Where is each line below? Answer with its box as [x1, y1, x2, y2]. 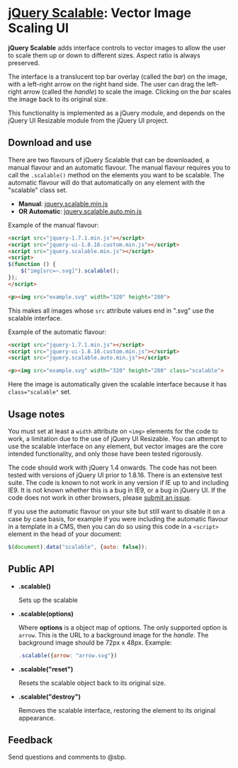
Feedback [8, 734, 53, 746]
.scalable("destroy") [18, 692, 81, 701]
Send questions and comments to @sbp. [8, 753, 127, 762]
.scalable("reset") [18, 664, 74, 673]
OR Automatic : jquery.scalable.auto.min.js [18, 207, 142, 216]
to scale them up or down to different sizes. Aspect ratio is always [8, 51, 200, 60]
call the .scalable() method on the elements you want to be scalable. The [8, 170, 225, 179]
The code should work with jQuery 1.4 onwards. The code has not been [8, 463, 217, 472]
